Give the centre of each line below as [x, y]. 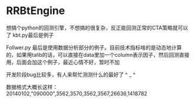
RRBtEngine [36, 11]
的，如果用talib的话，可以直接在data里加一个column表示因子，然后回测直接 [98, 54]
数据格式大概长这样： [32, 87]
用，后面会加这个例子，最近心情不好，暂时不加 [63, 62]
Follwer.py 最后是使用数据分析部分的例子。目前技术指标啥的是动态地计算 [94, 47]
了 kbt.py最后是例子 [30, 35]
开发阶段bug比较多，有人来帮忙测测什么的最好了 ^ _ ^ [71, 74]
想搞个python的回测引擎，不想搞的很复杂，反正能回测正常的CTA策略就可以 [97, 28]
